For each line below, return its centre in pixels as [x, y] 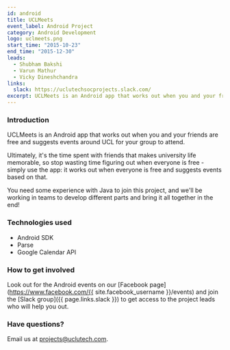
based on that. [27, 177]
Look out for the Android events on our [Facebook [78, 284]
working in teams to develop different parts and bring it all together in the [110, 198]
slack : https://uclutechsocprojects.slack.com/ [82, 90]
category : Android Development [52, 32]
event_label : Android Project [50, 26]
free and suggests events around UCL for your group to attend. [96, 142]
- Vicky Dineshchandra [46, 77]
